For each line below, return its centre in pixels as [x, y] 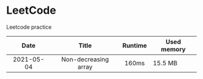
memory [173, 49]
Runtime [135, 45]
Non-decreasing [85, 59]
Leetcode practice [29, 27]
